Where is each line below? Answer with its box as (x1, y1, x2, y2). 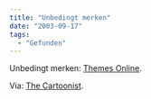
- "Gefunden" (17, 38, 67, 48)
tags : (9, 30, 30, 39)
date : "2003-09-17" (9, 22, 83, 31)
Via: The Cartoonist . (9, 80, 84, 91)
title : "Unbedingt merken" (9, 13, 111, 22)
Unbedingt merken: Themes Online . (9, 63, 142, 74)
